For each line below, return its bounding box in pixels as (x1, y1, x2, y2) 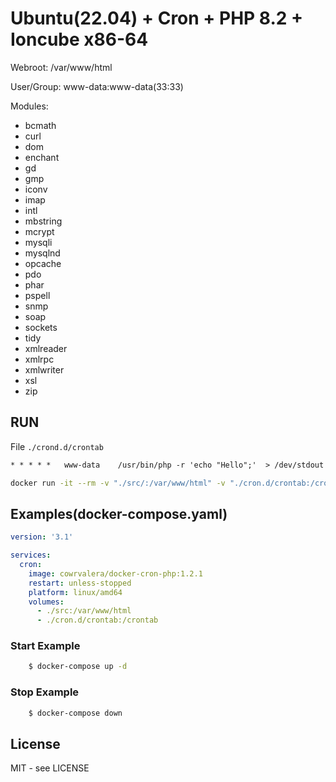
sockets (24, 321, 58, 333)
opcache (24, 257, 62, 269)
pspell (24, 289, 51, 301)
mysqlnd (24, 247, 61, 259)
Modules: (10, 100, 49, 112)
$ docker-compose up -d (28, 662, 128, 672)
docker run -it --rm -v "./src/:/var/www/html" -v (10, 478, 226, 488)
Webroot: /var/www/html (10, 61, 113, 73)
